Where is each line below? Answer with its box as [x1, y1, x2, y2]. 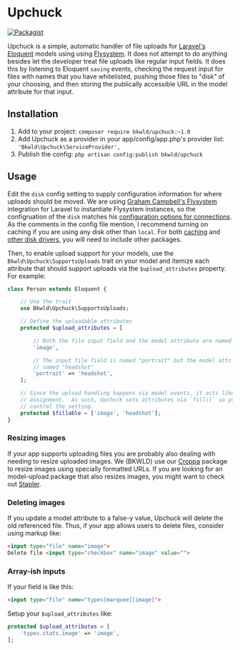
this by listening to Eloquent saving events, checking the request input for [7, 64, 224, 73]
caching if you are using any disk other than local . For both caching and [7, 227, 221, 236]
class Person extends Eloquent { [7, 285, 107, 293]
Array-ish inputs [7, 566, 66, 576]
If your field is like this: [7, 583, 74, 591]
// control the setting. [20, 403, 94, 410]
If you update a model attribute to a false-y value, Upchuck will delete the [7, 514, 224, 522]
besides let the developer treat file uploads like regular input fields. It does [7, 56, 226, 65]
